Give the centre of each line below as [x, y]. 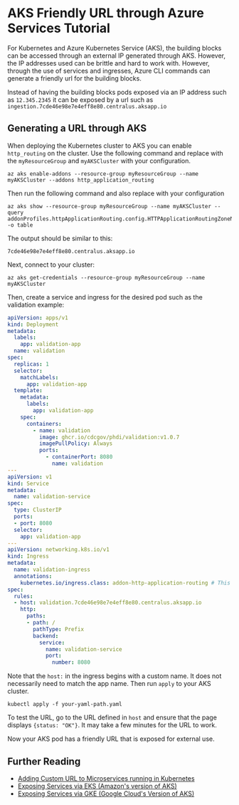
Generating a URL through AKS [77, 129]
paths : [36, 616]
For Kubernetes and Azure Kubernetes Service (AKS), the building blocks [115, 48]
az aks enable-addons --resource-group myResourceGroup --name [103, 174]
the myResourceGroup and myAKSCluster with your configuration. [99, 160]
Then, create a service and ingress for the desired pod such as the [105, 297]
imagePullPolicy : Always [76, 443]
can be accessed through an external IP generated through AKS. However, [117, 56]
